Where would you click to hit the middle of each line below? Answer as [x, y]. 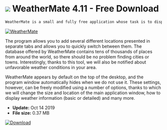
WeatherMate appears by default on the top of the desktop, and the [74, 77]
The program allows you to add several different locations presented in [78, 41]
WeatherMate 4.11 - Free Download [85, 9]
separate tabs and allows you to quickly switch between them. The [74, 46]
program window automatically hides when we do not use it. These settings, [83, 82]
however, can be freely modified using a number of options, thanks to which [83, 87]
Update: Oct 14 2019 [34, 108]
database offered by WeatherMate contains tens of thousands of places [79, 51]
